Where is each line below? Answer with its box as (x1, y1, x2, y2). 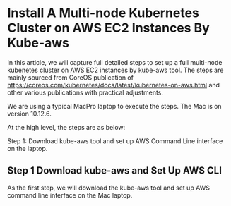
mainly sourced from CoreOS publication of (7, 73, 134, 82)
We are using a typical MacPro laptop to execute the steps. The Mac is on (7, 102, 222, 110)
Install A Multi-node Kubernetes (7, 5, 199, 21)
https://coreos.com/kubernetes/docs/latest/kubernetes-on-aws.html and (7, 80, 220, 89)
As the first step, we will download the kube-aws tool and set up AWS (7, 183, 211, 192)
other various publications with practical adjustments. (7, 88, 164, 97)
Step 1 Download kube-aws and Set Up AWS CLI (7, 164, 223, 177)
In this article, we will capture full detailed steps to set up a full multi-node (7, 58, 223, 66)
